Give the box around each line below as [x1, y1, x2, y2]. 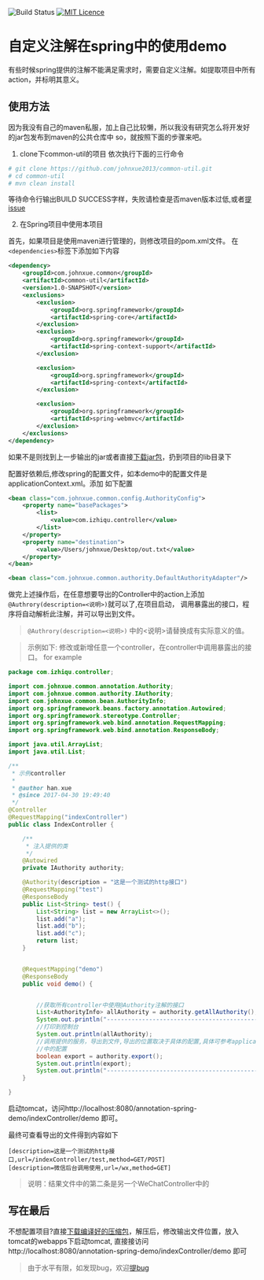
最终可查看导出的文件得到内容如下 [8, 1130, 119, 1139]
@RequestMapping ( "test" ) [22, 886, 104, 893]
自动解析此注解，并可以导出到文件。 [21, 609, 139, 619]
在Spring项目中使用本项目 [19, 220, 104, 229]
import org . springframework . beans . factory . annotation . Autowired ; [8, 705, 226, 712]
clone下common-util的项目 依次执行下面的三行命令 [19, 149, 185, 158]
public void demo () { [22, 980, 93, 988]
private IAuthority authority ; [22, 864, 125, 872]
